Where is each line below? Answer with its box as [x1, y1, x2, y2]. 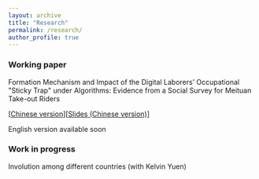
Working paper [8, 60, 67, 71]
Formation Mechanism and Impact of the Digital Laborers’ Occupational [8, 77, 240, 86]
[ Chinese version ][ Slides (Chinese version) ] [8, 109, 150, 119]
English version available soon [8, 124, 106, 133]
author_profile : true [8, 33, 80, 42]
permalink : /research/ [8, 26, 83, 34]
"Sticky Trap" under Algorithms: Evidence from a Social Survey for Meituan [8, 86, 252, 95]
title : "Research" [8, 19, 68, 27]
